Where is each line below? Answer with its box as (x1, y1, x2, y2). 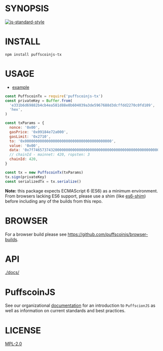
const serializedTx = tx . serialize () (5, 179, 81, 184)
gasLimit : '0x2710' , (9, 134, 51, 139)
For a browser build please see (5, 231, 67, 237)
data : (9, 148, 21, 153)
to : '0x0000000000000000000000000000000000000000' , (9, 139, 116, 143)
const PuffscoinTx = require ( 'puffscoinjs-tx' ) (5, 93, 103, 99)
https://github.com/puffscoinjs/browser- (67, 231, 148, 237)
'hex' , (9, 107, 23, 112)
